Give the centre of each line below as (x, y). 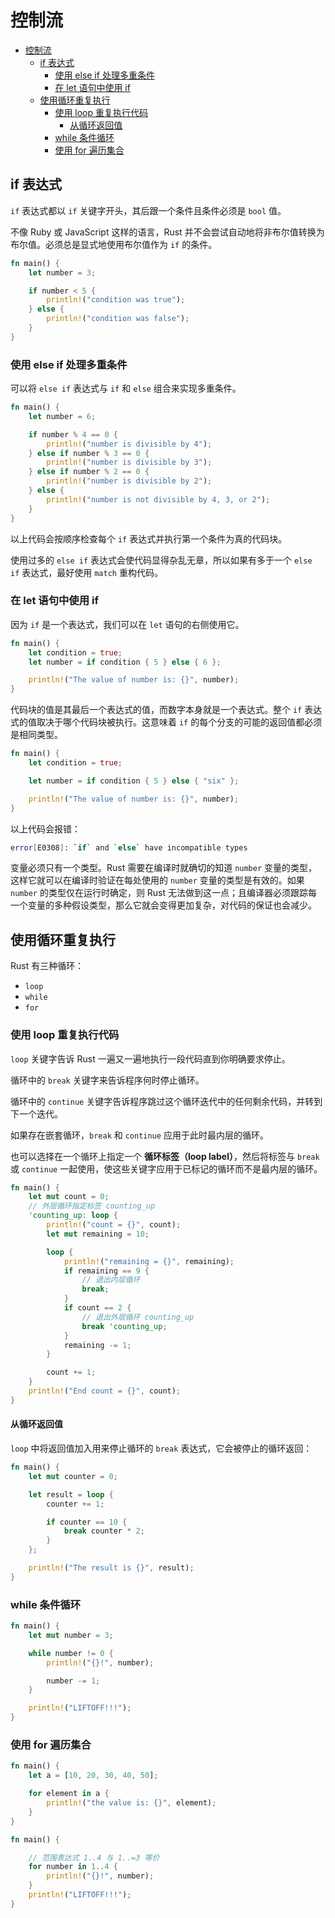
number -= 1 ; (73, 1681)
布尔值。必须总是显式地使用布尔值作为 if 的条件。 (114, 244)
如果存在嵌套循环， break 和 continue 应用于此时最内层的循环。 (139, 1135)
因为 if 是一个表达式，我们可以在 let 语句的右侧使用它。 (127, 624)
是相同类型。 (36, 735)
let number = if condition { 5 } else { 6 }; (125, 662)
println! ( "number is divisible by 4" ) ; (129, 444)
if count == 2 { (97, 1308)
